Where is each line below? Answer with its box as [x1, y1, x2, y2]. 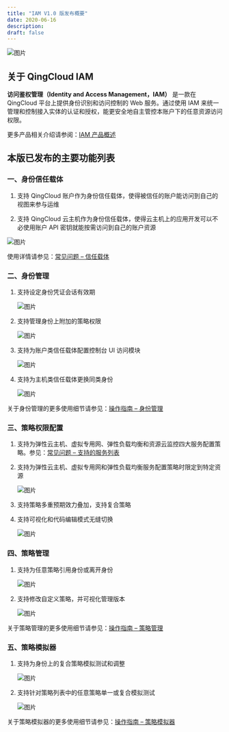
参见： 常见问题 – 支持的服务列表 [29, 449, 120, 457]
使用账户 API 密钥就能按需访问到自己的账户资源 [23, 223, 157, 231]
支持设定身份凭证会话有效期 [16, 288, 96, 296]
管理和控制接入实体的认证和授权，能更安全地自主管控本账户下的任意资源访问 [7, 108, 223, 116]
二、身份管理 [7, 271, 50, 281]
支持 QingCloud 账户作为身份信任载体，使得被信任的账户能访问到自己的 [16, 191, 219, 199]
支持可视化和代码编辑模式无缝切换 [16, 515, 113, 524]
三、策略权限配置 [7, 422, 64, 432]
